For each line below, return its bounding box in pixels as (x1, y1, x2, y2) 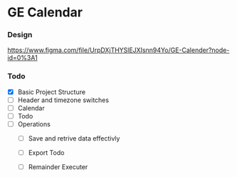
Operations (17, 120, 51, 128)
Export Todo (28, 148, 65, 157)
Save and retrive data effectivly (28, 134, 120, 143)
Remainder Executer (28, 163, 88, 171)
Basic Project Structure (17, 87, 86, 96)
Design (7, 30, 33, 40)
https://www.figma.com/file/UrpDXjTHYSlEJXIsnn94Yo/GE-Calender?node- (7, 46, 230, 54)
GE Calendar (7, 4, 83, 21)
